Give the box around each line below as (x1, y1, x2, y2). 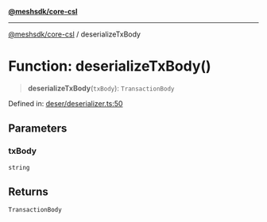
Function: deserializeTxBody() (8, 57, 212, 75)
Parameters (8, 122, 68, 136)
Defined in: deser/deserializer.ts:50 (8, 98, 123, 108)
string (8, 163, 30, 171)
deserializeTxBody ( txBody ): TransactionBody (27, 83, 175, 93)
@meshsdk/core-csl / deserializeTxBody (8, 29, 141, 39)
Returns (8, 186, 49, 199)
